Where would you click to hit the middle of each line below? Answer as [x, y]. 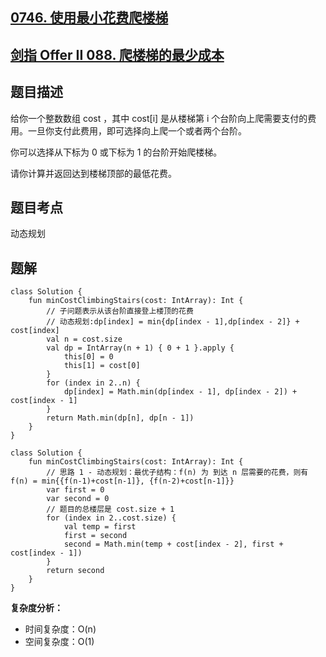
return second [75, 571]
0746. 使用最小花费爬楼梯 [89, 18]
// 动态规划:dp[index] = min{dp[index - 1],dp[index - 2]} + [173, 322]
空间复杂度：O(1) [59, 642]
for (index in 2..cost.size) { [111, 518]
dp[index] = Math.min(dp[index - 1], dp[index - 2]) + [180, 392]
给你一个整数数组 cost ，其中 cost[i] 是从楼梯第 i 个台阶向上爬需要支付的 [159, 118]
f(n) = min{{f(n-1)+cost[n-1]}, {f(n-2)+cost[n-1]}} [122, 481]
